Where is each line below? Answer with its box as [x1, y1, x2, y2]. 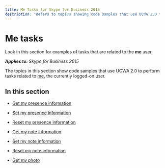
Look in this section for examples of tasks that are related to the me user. [5, 49, 153, 55]
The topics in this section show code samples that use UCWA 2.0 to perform [5, 68, 160, 74]
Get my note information [12, 129, 62, 135]
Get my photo [12, 157, 40, 163]
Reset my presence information [12, 120, 76, 125]
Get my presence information [12, 100, 72, 106]
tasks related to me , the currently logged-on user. [5, 73, 106, 79]
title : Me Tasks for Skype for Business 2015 [5, 7, 100, 12]
